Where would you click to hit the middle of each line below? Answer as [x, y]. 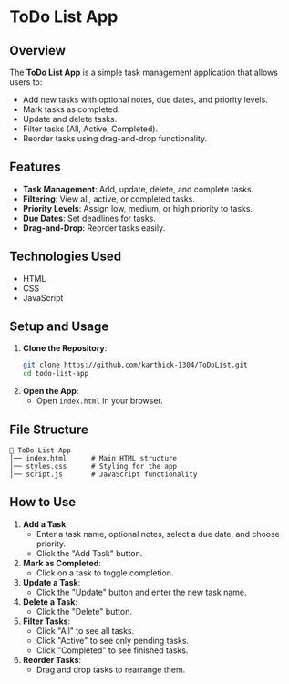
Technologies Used [65, 257]
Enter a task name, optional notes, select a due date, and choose [158, 534]
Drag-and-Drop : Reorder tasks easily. [94, 228]
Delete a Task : [50, 601]
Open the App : [51, 391]
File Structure [49, 429]
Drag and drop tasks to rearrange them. [111, 669]
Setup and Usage [59, 327]
